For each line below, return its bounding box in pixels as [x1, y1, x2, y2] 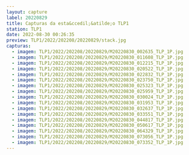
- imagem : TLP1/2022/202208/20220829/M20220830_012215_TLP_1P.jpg [12, 60, 184, 66]
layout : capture [6, 9, 47, 15]
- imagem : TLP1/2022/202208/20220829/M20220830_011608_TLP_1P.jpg [12, 54, 184, 60]
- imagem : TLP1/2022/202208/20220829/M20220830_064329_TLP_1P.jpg [12, 128, 184, 134]
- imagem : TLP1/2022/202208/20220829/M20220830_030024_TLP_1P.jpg [12, 94, 184, 100]
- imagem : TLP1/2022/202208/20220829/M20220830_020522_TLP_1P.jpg [12, 65, 184, 72]
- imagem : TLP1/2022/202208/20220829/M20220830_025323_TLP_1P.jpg [12, 83, 184, 89]
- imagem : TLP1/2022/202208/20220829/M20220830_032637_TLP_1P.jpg [12, 105, 184, 112]
